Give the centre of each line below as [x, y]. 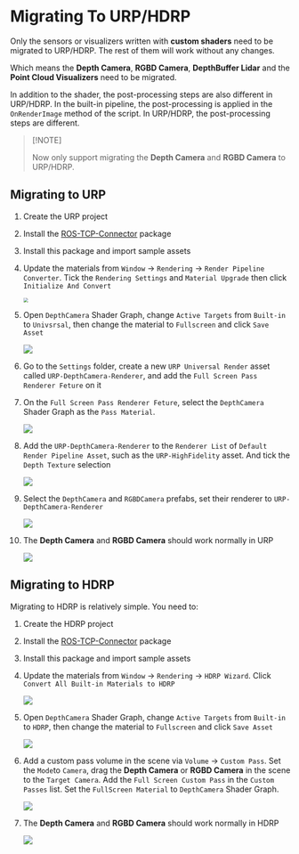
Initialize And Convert [67, 286]
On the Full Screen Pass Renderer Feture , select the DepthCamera [144, 402]
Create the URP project [65, 216]
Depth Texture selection [67, 464]
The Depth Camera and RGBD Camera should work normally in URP [148, 540]
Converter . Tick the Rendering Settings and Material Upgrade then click [155, 277]
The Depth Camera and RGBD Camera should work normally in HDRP [151, 823]
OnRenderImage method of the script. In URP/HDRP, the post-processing [140, 113]
